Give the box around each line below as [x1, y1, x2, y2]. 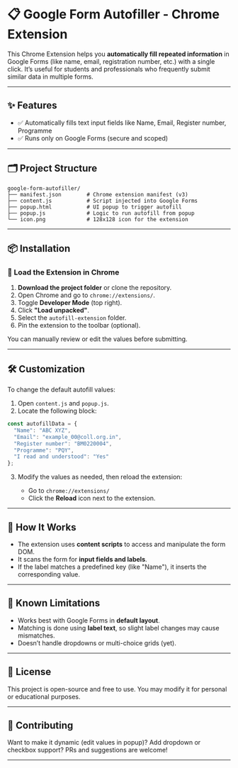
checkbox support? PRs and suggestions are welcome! [7, 746, 168, 755]
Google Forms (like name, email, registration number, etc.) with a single [7, 57, 215, 65]
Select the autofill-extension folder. [17, 313, 127, 322]
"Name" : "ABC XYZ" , [13, 427, 72, 434]
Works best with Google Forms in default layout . [17, 616, 161, 625]
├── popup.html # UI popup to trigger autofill [7, 204, 182, 211]
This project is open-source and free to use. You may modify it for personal [7, 684, 227, 693]
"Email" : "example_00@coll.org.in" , [13, 433, 122, 440]
